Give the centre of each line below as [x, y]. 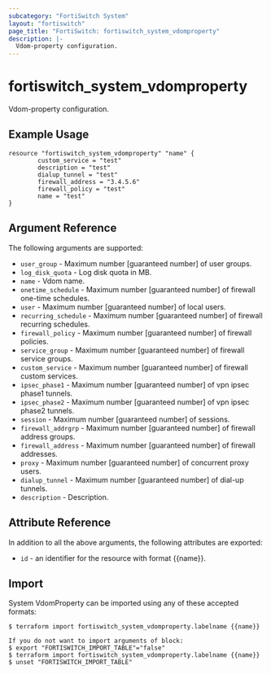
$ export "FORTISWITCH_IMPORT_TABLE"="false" [87, 648]
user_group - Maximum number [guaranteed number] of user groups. [136, 263]
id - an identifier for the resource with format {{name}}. [113, 558]
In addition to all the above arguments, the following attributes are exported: [135, 542]
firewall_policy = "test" [82, 189]
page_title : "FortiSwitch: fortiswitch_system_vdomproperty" [114, 31]
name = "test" [61, 196]
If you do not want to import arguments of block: [96, 641]
